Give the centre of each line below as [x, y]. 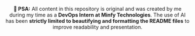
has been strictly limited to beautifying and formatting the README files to [97, 21]
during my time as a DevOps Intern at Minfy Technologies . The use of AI [97, 15]
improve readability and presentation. [97, 27]
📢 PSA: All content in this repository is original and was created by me [97, 9]
